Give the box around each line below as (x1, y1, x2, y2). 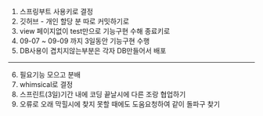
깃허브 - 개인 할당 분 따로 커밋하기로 (19, 16, 130, 26)
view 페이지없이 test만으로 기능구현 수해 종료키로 (19, 27, 171, 35)
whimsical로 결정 (19, 80, 73, 89)
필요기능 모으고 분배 (19, 70, 81, 79)
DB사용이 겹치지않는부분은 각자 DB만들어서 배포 (19, 46, 167, 55)
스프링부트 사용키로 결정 (19, 7, 94, 16)
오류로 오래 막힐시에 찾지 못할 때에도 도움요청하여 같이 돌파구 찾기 (19, 100, 221, 108)
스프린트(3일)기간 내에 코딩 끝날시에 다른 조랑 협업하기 (19, 89, 186, 99)
